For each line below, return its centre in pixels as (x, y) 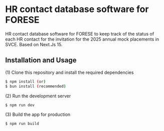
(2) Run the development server (38, 96)
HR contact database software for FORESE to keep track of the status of (80, 34)
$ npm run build (22, 124)
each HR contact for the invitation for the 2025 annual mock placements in (82, 39)
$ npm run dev (20, 105)
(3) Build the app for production (38, 114)
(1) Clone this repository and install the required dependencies (69, 72)
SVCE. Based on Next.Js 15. (34, 44)
